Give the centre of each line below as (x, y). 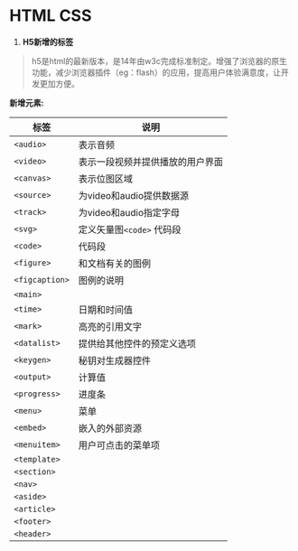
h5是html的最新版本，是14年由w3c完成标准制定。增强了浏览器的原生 (159, 61)
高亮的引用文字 (110, 326)
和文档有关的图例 (115, 263)
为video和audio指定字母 (129, 212)
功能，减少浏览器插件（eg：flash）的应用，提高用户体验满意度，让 (156, 72)
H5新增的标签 (48, 42)
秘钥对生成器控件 (115, 360)
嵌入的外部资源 (110, 428)
